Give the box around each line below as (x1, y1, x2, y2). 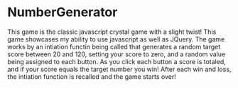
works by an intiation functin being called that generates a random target (7, 42, 221, 51)
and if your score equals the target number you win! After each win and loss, (7, 65, 232, 73)
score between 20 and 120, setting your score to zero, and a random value (7, 50, 226, 58)
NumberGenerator (7, 4, 118, 20)
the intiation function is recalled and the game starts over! (7, 72, 176, 81)
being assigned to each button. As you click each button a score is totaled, (7, 57, 226, 65)
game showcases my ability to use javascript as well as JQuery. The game (7, 34, 225, 43)
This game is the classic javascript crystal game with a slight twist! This (7, 27, 217, 36)
